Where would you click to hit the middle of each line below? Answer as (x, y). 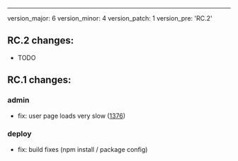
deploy (19, 134)
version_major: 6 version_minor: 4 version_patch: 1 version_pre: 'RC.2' (110, 18)
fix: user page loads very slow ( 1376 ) (72, 116)
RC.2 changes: (41, 41)
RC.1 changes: (39, 80)
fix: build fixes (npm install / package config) (83, 149)
